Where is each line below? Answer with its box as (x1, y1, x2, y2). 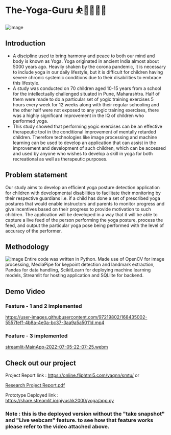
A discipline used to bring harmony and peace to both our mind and (12, 53, 155, 59)
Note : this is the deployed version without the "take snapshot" (5, 410, 165, 418)
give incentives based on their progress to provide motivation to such (5, 206, 152, 212)
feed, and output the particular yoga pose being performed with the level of (5, 222, 164, 228)
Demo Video (5, 287, 45, 296)
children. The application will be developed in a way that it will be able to (5, 211, 158, 217)
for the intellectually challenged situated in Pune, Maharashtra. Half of (12, 90, 160, 97)
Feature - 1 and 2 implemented (5, 302, 82, 309)
